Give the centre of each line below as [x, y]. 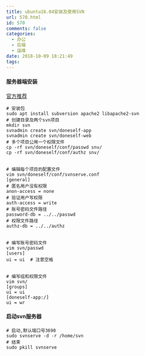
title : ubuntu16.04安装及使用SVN [45, 12]
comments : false [26, 28]
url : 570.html [24, 17]
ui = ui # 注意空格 [30, 260]
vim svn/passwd [25, 248]
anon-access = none [30, 191]
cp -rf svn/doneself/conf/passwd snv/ [54, 147]
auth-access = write [32, 203]
